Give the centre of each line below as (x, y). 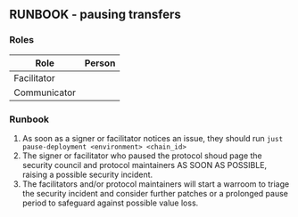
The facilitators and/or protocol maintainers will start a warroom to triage (156, 184)
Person (100, 63)
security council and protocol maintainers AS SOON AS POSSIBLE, (145, 165)
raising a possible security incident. (87, 174)
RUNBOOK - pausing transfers (95, 15)
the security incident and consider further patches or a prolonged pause (155, 193)
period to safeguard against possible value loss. (110, 203)
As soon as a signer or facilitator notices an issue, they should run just (153, 138)
